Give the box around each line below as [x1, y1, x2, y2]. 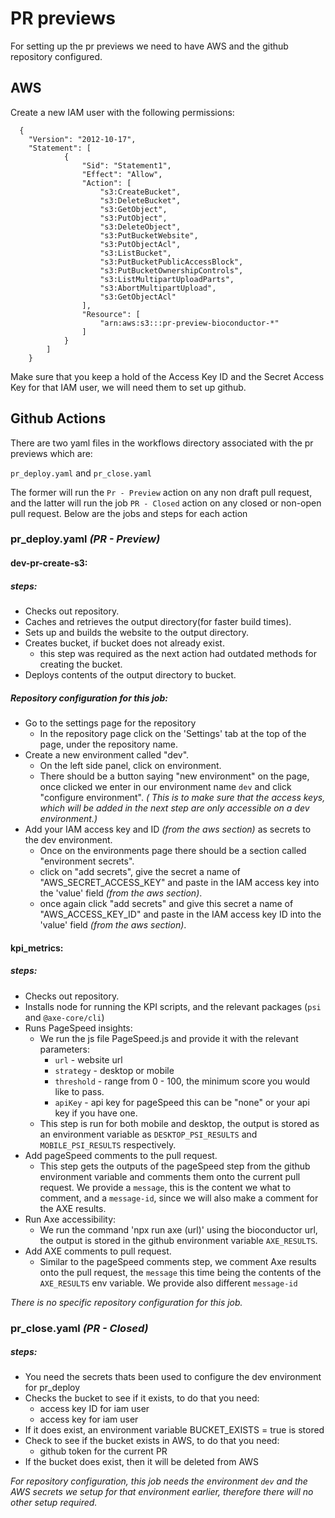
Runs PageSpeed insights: [24, 1022, 133, 1034]
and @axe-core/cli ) [24, 1011, 105, 1023]
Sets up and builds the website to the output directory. [24, 627, 250, 639]
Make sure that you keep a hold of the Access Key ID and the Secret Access [10, 370, 325, 382]
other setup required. [10, 1497, 98, 1509]
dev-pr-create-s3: [10, 557, 88, 569]
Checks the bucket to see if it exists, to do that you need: [24, 1392, 260, 1404]
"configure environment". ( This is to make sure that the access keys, [39, 792, 326, 804]
